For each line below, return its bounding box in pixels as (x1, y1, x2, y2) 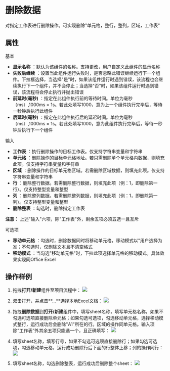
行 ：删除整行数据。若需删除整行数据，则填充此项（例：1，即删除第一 (12, 180, 158, 186)
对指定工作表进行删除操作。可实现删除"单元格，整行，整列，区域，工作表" (5, 22, 160, 28)
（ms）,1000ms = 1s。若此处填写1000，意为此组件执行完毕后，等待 (12, 120, 154, 126)
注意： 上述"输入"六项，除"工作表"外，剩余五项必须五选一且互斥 (5, 216, 139, 222)
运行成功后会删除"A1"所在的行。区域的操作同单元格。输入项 (30, 321, 155, 327)
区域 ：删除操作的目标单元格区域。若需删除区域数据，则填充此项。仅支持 (12, 167, 165, 173)
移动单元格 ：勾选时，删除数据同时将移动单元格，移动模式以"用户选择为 (12, 237, 163, 243)
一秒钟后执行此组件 (12, 108, 53, 114)
